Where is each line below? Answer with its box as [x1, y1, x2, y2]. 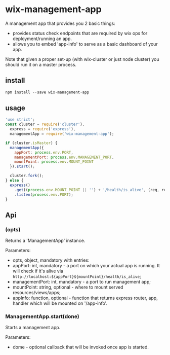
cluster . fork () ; [10, 173, 44, 179]
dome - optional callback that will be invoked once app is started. [12, 344, 149, 350]
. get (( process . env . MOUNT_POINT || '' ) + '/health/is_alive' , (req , [14, 187, 159, 192]
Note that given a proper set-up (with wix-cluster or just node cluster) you [5, 56, 159, 62]
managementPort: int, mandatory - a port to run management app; [12, 279, 151, 285]
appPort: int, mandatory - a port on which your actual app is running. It [12, 263, 160, 269]
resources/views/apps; [12, 290, 61, 296]
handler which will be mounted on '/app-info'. [12, 300, 108, 306]
